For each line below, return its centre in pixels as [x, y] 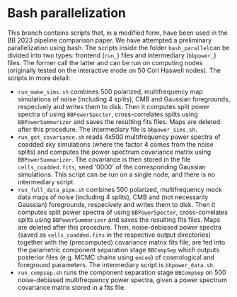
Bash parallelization [67, 13]
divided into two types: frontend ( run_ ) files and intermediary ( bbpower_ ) [112, 55]
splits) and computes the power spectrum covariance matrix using [114, 152]
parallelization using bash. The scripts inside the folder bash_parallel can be [118, 47]
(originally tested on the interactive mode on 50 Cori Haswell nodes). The [114, 70]
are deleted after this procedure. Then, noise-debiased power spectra [119, 227]
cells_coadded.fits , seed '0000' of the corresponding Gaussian [112, 167]
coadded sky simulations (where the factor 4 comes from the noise [115, 144]
